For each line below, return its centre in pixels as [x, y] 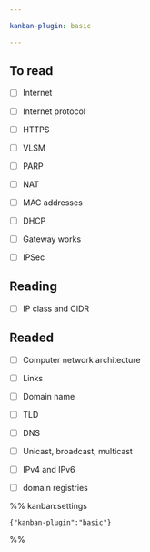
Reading [33, 287]
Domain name [49, 396]
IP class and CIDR [56, 308]
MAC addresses [53, 203]
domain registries [55, 488]
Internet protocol [54, 111]
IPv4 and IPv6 [49, 470]
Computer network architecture [81, 359]
